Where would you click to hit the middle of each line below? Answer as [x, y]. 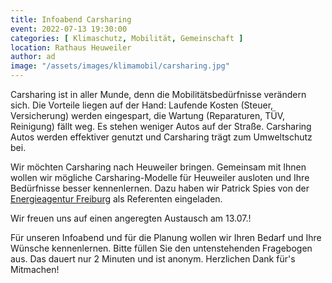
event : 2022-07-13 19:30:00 [69, 29]
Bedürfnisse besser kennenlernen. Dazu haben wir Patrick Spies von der [160, 188]
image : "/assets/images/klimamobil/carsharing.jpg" [120, 66]
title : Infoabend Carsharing [71, 19]
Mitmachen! [35, 269]
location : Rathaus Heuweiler [71, 47]
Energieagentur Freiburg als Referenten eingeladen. [116, 199]
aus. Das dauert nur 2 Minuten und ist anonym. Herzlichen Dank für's [153, 259]
